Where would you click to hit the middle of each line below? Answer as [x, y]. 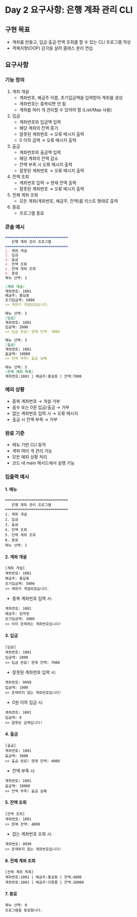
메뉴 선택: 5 [16, 367]
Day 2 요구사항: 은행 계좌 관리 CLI [69, 10]
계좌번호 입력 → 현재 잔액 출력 [48, 182]
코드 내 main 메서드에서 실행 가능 [43, 463]
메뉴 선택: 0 [16, 905]
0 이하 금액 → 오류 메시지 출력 [48, 140]
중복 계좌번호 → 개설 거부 [36, 401]
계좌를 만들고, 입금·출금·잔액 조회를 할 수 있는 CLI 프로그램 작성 [71, 42]
